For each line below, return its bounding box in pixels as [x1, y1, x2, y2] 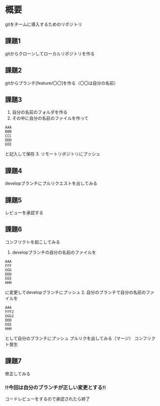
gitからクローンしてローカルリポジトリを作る [5, 50, 95, 56]
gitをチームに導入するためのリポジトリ [5, 21, 82, 27]
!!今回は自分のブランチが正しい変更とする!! [5, 384, 106, 390]
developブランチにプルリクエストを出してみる [5, 180, 98, 187]
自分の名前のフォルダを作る [12, 109, 68, 115]
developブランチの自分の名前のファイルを [12, 249, 96, 255]
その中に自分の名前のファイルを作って [12, 115, 89, 121]
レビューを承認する [5, 210, 44, 216]
